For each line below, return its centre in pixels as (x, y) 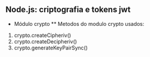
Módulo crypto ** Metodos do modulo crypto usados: (79, 24)
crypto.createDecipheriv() (45, 41)
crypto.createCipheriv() (42, 35)
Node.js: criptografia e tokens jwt (68, 10)
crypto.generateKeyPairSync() (51, 48)
